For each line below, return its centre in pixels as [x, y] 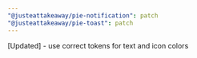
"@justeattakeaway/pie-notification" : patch [83, 15]
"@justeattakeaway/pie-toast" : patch [70, 23]
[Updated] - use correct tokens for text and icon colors [98, 45]
